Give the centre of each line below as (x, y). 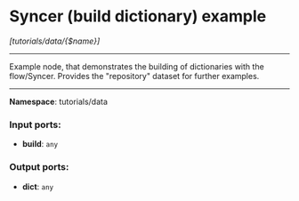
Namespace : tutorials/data (59, 101)
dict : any (38, 186)
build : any (40, 144)
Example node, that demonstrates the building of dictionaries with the (137, 66)
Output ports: (39, 167)
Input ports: (35, 125)
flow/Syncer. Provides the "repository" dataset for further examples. (134, 76)
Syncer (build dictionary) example (138, 16)
